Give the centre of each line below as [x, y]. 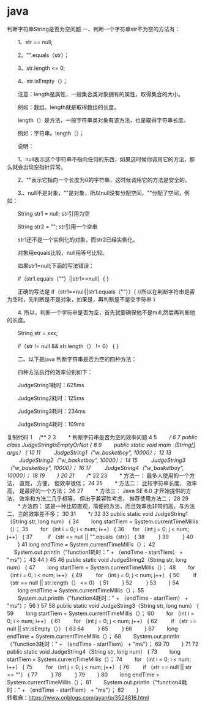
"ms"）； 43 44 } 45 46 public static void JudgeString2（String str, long [97, 559]
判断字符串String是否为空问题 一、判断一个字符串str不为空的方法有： [94, 29]
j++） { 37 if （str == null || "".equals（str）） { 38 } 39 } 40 [100, 537]
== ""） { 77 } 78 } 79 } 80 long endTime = [83, 675]
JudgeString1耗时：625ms [51, 385]
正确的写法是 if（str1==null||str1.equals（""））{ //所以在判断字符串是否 [106, 292]
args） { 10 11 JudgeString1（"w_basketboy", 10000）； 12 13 [89, 452]
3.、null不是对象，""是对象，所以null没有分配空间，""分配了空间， [101, 193]
